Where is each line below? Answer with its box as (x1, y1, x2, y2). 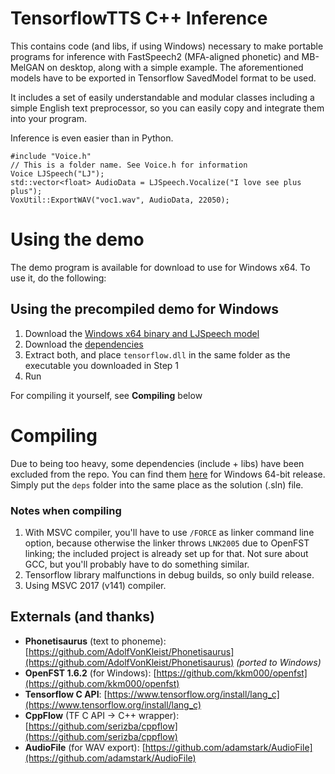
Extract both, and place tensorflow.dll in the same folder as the (24, 348, 291, 361)
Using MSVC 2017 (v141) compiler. (24, 579, 167, 591)
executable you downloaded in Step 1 (24, 359, 180, 371)
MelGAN (10, 61, 45, 73)
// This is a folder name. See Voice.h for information (10, 160, 248, 170)
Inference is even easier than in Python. (10, 132, 174, 144)
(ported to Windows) (236, 656, 322, 668)
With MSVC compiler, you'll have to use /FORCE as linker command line (24, 526, 315, 538)
